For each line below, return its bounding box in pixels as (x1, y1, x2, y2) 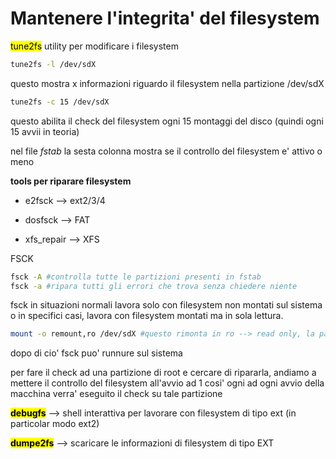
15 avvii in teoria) (10, 125, 80, 137)
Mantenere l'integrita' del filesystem (10, 7, 320, 30)
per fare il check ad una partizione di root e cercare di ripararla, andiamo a (10, 367, 317, 379)
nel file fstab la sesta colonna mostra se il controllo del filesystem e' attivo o (10, 145, 323, 157)
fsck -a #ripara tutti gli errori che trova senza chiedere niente (10, 281, 298, 291)
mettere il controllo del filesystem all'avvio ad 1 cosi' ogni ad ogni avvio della (10, 377, 325, 389)
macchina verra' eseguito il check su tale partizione (10, 388, 223, 400)
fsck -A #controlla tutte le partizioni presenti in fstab (10, 272, 262, 282)
